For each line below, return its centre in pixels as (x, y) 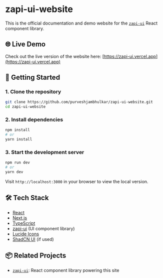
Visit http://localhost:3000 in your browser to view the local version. (77, 182)
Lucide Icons (25, 234)
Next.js (20, 218)
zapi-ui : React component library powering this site (66, 270)
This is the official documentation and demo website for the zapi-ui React (81, 23)
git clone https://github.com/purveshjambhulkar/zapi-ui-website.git (79, 102)
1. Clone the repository (33, 92)
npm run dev (17, 163)
